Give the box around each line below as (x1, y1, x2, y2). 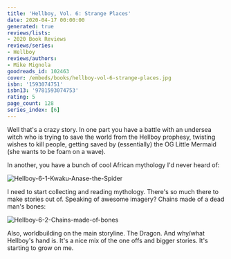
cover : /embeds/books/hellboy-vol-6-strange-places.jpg (7, 74, 172, 81)
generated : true (7, 23, 54, 30)
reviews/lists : (7, 29, 51, 37)
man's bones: (7, 202, 46, 211)
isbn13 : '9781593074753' (7, 87, 79, 94)
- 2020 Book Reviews (7, 36, 67, 43)
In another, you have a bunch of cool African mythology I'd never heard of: (7, 160, 220, 169)
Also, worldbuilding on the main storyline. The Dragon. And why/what (7, 229, 205, 237)
